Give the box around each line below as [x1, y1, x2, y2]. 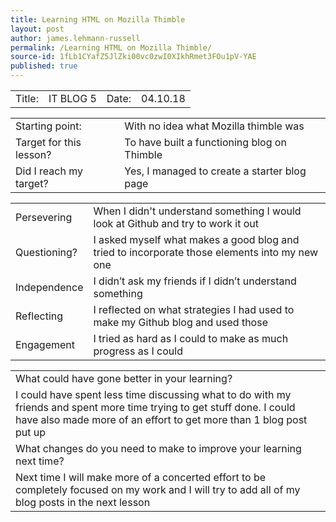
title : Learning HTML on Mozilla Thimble [10, 14, 186, 25]
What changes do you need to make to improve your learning [15, 442, 302, 455]
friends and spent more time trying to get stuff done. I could [15, 401, 296, 414]
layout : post [10, 24, 65, 34]
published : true [10, 61, 78, 71]
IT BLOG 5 [48, 92, 97, 105]
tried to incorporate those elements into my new [93, 246, 319, 259]
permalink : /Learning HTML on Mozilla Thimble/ [10, 42, 213, 53]
